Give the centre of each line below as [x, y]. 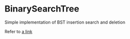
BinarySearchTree [42, 9]
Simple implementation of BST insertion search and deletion [65, 22]
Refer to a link [19, 31]
